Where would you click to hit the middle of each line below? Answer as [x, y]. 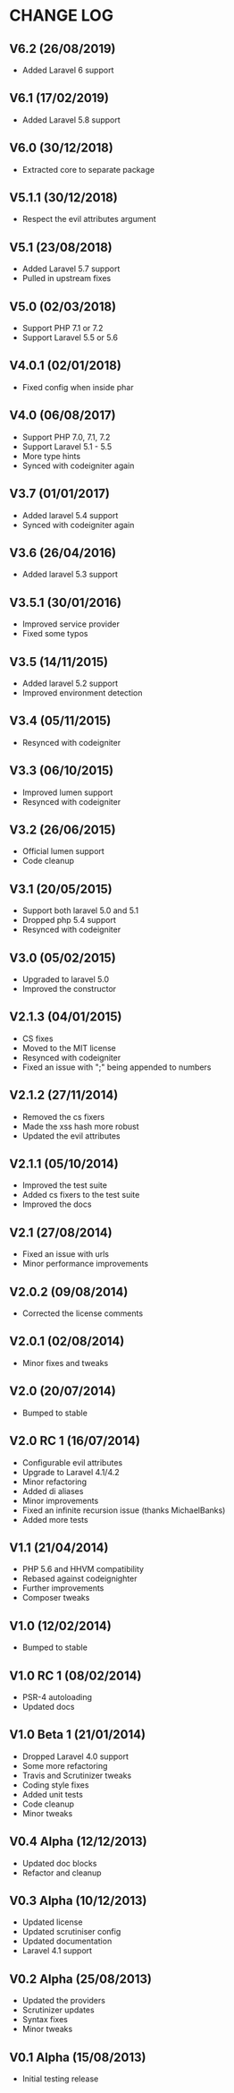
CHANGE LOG [62, 16]
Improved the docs [57, 1204]
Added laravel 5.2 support [70, 683]
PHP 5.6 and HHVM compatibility [83, 1569]
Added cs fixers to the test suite [81, 1195]
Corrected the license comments [83, 1313]
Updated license [52, 1922]
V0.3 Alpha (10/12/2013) [78, 1900]
